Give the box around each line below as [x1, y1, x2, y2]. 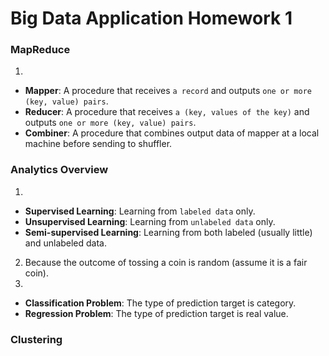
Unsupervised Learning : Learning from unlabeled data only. [24, 215, 276, 227]
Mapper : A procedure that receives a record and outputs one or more [24, 85, 312, 97]
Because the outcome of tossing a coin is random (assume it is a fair [24, 256, 308, 268]
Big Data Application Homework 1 [10, 7, 293, 30]
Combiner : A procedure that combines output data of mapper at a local [24, 127, 320, 139]
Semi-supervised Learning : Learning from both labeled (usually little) [24, 226, 313, 238]
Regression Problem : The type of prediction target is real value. [24, 307, 289, 319]
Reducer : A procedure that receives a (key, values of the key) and [24, 106, 310, 118]
